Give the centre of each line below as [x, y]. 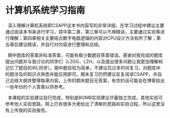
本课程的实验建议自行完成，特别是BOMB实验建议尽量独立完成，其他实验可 [85, 97]
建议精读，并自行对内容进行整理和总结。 [60, 44]
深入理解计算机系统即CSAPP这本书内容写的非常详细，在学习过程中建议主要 [86, 25]
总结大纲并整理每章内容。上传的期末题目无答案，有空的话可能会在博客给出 [87, 80]
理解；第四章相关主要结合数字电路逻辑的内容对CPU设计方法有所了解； [83, 38]
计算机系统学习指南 [45, 10]
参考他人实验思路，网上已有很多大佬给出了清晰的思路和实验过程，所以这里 [83, 104]
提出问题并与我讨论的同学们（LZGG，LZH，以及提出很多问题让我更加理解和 [84, 61]
